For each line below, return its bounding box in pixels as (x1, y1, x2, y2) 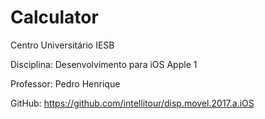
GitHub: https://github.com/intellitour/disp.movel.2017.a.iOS (10, 97, 255, 109)
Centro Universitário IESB (10, 39, 115, 51)
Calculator (10, 6, 99, 29)
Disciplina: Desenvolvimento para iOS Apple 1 (10, 58, 198, 70)
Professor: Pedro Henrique (10, 77, 121, 90)
